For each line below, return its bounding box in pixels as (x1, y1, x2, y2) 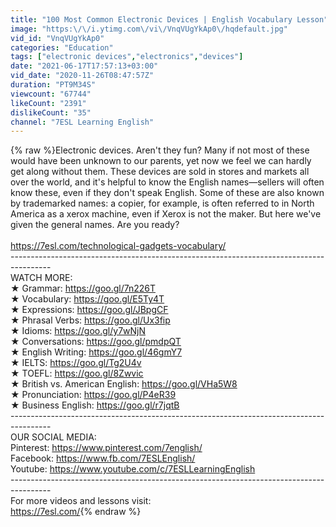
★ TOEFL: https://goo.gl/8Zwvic (10, 367, 144, 380)
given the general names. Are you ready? (10, 219, 180, 231)
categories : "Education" (10, 42, 114, 53)
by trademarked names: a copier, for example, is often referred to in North (10, 197, 315, 210)
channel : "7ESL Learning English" (10, 117, 155, 127)
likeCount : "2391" (10, 98, 87, 108)
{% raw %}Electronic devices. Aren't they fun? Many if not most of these (10, 144, 310, 156)
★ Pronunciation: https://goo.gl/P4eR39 (10, 389, 177, 401)
